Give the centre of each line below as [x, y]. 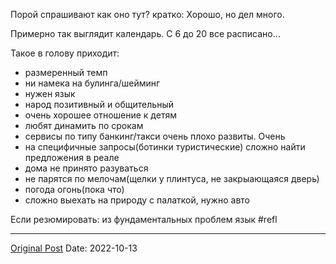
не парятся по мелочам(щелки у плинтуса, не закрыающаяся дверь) [172, 178]
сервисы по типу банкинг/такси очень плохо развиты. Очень [155, 136]
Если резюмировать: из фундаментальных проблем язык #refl [144, 219]
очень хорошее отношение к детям [100, 115]
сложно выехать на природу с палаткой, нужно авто [137, 200]
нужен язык [50, 93]
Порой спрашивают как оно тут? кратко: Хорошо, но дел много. [147, 14]
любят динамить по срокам [84, 125]
